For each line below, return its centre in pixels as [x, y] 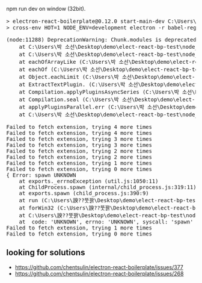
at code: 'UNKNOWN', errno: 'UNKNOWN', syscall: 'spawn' [106, 222]
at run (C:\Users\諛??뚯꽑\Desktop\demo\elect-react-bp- [103, 200]
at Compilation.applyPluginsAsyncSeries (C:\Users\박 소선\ [107, 92]
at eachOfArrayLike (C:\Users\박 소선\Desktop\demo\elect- [106, 62]
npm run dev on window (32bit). [46, 9]
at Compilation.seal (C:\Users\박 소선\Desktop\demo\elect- [107, 100]
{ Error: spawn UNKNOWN [41, 175]
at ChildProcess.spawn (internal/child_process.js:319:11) [108, 187]
